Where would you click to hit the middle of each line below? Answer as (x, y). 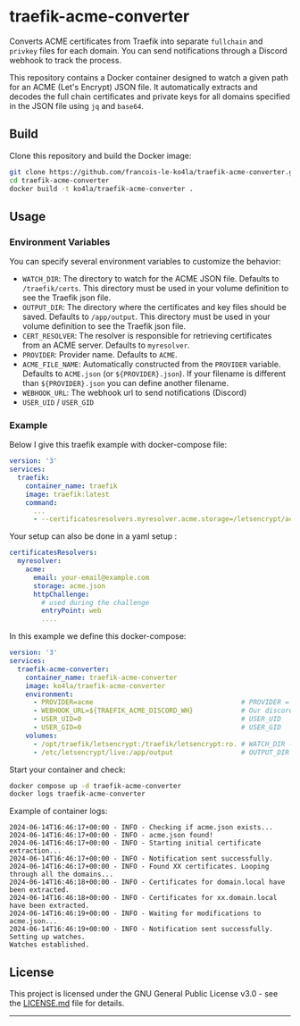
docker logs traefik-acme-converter (77, 794)
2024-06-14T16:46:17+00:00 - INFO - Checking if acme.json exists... (142, 828)
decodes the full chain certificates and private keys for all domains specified (150, 97)
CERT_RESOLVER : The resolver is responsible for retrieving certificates (147, 336)
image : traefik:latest (67, 494)
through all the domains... (62, 875)
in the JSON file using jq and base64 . (77, 105)
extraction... (36, 851)
